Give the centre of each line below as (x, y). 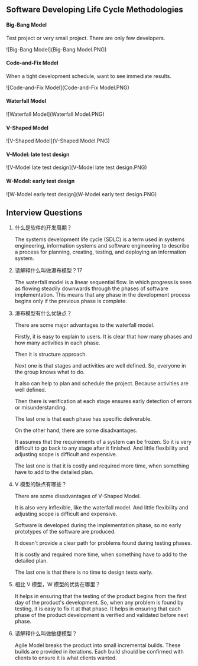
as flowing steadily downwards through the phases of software (91, 288)
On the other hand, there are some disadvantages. (76, 430)
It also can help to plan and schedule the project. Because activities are (102, 384)
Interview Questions (44, 213)
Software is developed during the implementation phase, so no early (98, 525)
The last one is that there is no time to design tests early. (84, 572)
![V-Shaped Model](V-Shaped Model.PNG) (58, 141)
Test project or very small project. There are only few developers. (86, 38)
